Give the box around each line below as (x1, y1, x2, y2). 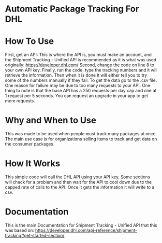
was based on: (5, 227, 34, 233)
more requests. (5, 98, 35, 104)
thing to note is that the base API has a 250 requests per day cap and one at (5, 88, 157, 94)
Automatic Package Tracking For (5, 3, 139, 14)
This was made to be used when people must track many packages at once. (5, 131, 157, 137)
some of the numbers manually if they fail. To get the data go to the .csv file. (5, 77, 157, 83)
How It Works (5, 158, 60, 169)
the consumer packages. (5, 141, 55, 147)
